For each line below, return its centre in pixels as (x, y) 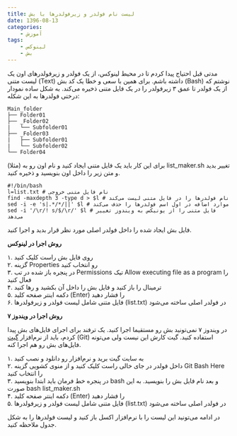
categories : (25, 27)
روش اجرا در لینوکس (35, 243)
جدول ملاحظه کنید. (32, 424)
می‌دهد (15, 216)
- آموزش (31, 34)
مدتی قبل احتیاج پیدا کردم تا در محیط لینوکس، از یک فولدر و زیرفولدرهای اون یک (112, 73)
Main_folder (25, 109)
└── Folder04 (27, 152)
